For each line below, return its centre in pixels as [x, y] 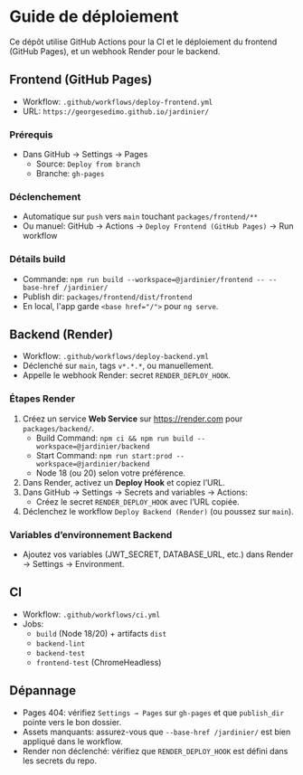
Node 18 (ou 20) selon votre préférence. [111, 473]
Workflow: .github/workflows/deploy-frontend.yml [118, 101]
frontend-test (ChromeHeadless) [99, 662]
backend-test [61, 653]
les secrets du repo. [60, 761]
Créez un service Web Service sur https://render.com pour [133, 419]
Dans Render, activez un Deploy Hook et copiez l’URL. [124, 482]
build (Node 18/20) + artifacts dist [101, 633]
